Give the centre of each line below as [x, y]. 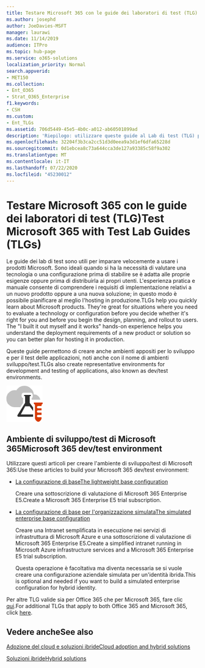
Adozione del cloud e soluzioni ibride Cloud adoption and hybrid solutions [98, 647]
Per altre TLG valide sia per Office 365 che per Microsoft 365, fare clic [95, 599]
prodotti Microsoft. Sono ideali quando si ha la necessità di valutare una [96, 268]
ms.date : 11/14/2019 [33, 39]
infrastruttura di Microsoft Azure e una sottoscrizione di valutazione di [103, 537]
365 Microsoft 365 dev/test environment [85, 448]
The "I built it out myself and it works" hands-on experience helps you [95, 326]
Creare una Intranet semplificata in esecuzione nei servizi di [91, 530]
